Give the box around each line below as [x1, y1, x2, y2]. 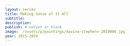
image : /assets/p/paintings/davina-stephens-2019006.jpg [5, 29, 125, 34]
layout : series [5, 7, 36, 12]
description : [5, 20, 32, 25]
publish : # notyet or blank [5, 25, 62, 30]
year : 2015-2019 [5, 34, 38, 39]
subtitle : [5, 16, 25, 21]
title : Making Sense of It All [5, 11, 69, 16]
